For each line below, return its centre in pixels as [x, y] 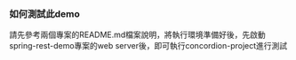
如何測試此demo [44, 13]
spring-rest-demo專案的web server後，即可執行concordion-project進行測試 [148, 46]
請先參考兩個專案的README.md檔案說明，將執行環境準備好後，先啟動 [138, 35]
